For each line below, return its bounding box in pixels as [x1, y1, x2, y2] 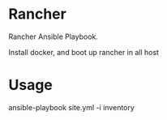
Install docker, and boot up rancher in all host [8, 47, 160, 57]
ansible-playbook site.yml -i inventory [8, 102, 135, 112]
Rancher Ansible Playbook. [8, 32, 99, 41]
